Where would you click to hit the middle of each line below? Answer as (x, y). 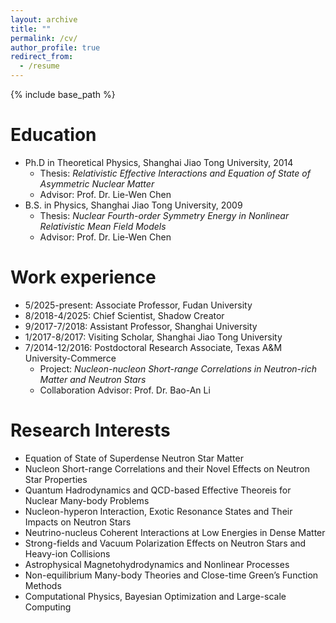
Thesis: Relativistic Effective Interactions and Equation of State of (175, 173)
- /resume (39, 66)
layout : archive (44, 19)
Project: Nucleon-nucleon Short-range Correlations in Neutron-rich (178, 368)
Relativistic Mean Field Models (103, 226)
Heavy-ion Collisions (67, 553)
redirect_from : (42, 57)
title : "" (31, 29)
